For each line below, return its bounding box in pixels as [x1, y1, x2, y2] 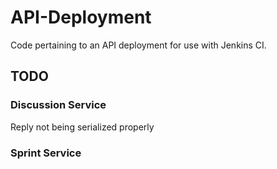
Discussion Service [10, 98, 107, 112]
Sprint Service [10, 146, 82, 160]
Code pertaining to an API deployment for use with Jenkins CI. [10, 39, 267, 51]
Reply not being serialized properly [10, 121, 155, 133]
